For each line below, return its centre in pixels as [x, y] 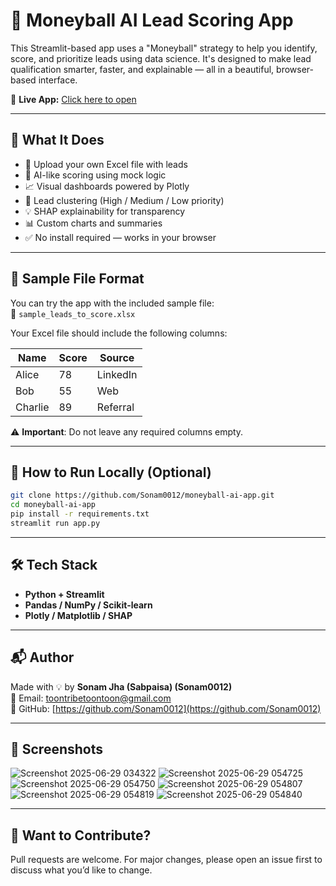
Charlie [32, 407]
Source [117, 357]
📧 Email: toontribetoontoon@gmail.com [91, 698]
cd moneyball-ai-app [53, 505]
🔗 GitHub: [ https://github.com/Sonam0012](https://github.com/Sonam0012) [166, 708]
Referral [115, 407]
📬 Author [42, 657]
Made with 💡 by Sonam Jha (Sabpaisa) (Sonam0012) [121, 686]
